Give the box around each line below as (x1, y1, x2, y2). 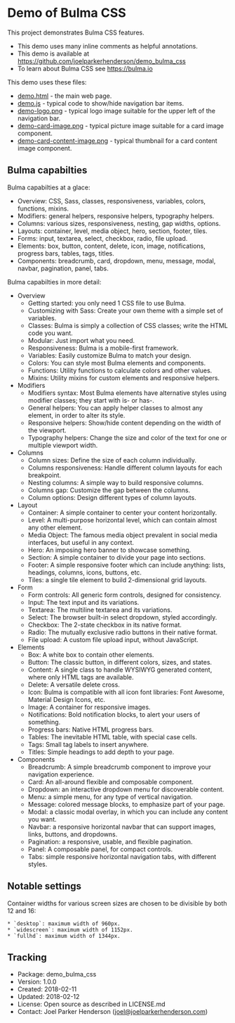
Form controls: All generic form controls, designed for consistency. (27, 590, 222, 599)
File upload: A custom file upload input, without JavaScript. (27, 635, 199, 644)
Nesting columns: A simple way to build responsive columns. (27, 478, 204, 487)
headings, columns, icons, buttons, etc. (27, 568, 142, 577)
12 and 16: (7, 906, 36, 915)
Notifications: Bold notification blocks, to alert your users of (27, 710, 201, 719)
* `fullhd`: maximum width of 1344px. (7, 932, 121, 939)
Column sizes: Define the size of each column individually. (27, 456, 196, 464)
